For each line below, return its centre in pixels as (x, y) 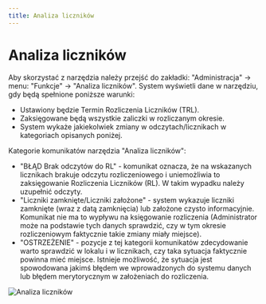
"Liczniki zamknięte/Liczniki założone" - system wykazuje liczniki (127, 199)
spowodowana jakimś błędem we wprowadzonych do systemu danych (135, 267)
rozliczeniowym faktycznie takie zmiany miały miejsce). (110, 234)
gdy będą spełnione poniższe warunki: (72, 94)
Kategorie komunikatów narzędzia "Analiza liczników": (97, 150)
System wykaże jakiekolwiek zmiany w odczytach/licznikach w (123, 126)
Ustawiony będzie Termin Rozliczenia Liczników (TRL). (110, 109)
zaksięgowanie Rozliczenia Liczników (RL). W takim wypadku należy (132, 183)
